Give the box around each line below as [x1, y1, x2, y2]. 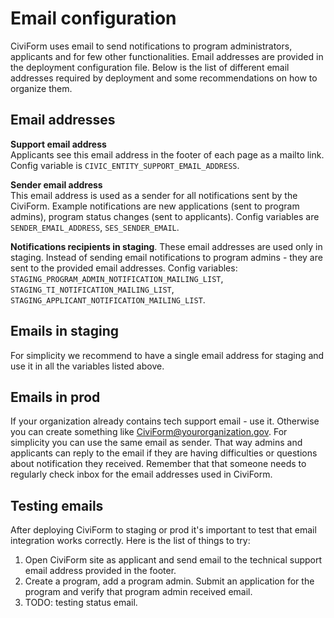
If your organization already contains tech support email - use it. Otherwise [10, 415, 320, 427]
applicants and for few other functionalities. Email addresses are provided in [10, 50, 324, 62]
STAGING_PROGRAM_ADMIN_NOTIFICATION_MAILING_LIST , [10, 272, 224, 284]
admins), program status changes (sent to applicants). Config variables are [10, 210, 320, 222]
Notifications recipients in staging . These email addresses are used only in [10, 240, 323, 252]
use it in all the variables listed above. [10, 360, 165, 372]
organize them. [10, 82, 73, 94]
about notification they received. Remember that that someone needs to [10, 458, 307, 470]
